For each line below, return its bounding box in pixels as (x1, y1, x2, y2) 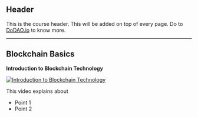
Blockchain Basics (6, 49, 75, 59)
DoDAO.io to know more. (6, 26, 66, 34)
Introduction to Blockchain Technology (6, 65, 104, 72)
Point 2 (14, 105, 32, 112)
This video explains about (6, 88, 69, 95)
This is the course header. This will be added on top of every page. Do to (6, 20, 183, 27)
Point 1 (14, 99, 31, 106)
